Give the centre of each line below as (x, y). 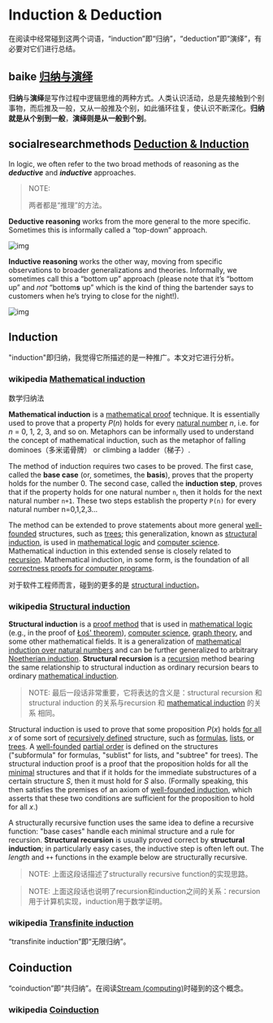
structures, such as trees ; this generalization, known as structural (147, 533)
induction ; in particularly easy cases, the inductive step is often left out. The (136, 848)
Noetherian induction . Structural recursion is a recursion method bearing (132, 658)
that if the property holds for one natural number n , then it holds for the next (135, 492)
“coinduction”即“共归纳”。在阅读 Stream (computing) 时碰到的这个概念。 (128, 988)
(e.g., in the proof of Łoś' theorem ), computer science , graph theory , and (130, 632)
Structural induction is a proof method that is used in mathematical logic (131, 624)
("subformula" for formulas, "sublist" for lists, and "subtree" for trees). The (133, 755)
